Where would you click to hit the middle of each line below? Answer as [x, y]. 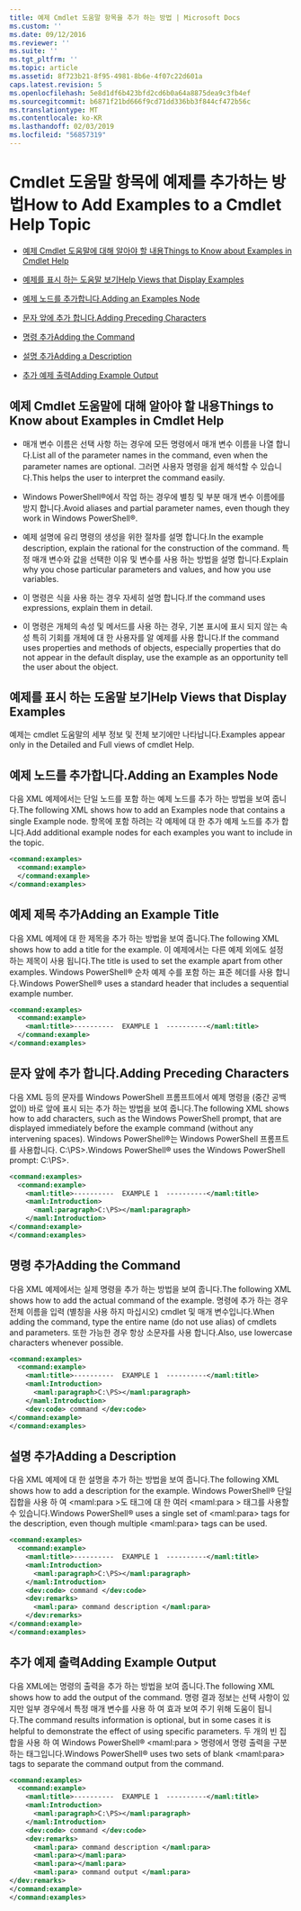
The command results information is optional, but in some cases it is [145, 1720]
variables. [40, 578]
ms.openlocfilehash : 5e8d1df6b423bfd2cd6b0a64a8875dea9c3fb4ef [130, 93]
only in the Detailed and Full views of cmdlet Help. [102, 745]
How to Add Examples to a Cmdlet [153, 205]
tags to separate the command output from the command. [117, 1763]
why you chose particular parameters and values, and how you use [146, 569]
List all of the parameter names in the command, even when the [150, 455]
